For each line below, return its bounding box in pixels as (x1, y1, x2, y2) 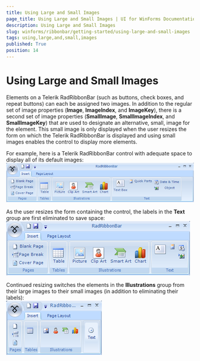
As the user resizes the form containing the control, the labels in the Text (6, 208, 185, 215)
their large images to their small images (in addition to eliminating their (6, 287, 179, 295)
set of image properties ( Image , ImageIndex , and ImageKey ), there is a (6, 106, 182, 114)
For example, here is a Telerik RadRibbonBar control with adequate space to (6, 149, 192, 157)
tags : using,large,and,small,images (6, 35, 97, 41)
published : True (6, 41, 46, 47)
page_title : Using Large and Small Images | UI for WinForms (6, 16, 161, 22)
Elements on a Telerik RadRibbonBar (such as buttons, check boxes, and (6, 93, 185, 101)
